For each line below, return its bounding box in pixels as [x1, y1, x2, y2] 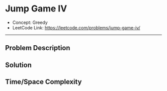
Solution [5, 61, 32, 69]
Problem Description [5, 44, 71, 52]
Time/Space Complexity [5, 78, 82, 86]
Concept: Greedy [12, 19, 48, 25]
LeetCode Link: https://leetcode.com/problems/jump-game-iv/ [12, 24, 141, 30]
